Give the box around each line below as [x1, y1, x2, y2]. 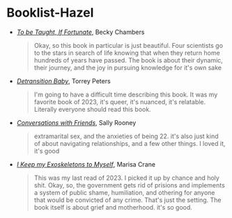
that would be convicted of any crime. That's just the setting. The [33, 196, 222, 204]
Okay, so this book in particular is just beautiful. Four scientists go [33, 41, 224, 49]
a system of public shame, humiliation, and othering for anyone [33, 188, 215, 196]
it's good [33, 146, 60, 155]
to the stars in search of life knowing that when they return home [33, 49, 220, 57]
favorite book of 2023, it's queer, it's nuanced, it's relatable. [33, 97, 206, 106]
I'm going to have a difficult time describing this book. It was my [33, 90, 218, 99]
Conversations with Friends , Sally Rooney [16, 118, 137, 126]
